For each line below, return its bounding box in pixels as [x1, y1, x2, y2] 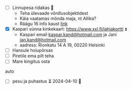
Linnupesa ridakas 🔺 [12, 5, 54, 10]
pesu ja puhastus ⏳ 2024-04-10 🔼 [12, 78, 82, 84]
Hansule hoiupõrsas [12, 47, 53, 53]
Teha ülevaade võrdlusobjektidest [19, 10, 89, 16]
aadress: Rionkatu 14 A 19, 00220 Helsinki [19, 42, 105, 48]
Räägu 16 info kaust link [19, 21, 68, 27]
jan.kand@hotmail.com [19, 37, 66, 43]
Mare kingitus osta [12, 58, 50, 64]
